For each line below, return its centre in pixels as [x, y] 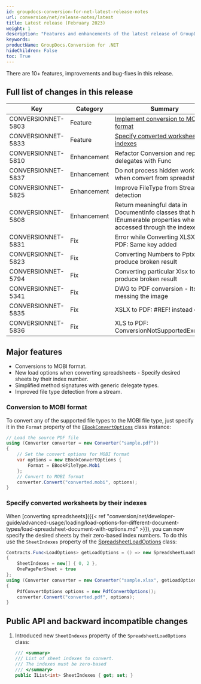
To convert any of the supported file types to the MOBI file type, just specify [100, 420]
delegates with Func [143, 161]
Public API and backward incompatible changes [97, 621]
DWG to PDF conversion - [151, 289]
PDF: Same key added [146, 245]
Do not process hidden [147, 171]
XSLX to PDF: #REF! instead [154, 310]
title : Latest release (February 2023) [56, 23]
